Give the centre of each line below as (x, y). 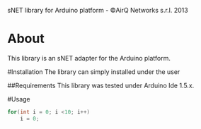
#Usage (19, 99)
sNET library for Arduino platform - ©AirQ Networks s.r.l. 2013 (98, 10)
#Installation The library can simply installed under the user (94, 72)
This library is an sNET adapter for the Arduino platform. (89, 58)
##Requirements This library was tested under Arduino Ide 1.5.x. (101, 85)
